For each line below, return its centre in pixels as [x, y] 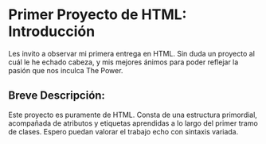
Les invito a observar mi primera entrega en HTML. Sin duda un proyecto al [131, 53]
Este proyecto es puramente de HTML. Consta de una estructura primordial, [133, 115]
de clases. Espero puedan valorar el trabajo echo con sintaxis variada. [123, 131]
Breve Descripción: [57, 96]
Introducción [52, 31]
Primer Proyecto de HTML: [98, 15]
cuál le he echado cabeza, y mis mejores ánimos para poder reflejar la [123, 62]
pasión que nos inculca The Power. [66, 70]
